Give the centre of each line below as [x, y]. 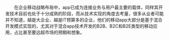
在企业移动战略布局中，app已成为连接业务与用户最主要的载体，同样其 [87, 7]
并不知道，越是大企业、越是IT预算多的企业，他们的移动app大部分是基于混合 [84, 20]
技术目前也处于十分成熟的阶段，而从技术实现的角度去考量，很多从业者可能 [87, 13]
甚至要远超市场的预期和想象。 [53, 32]
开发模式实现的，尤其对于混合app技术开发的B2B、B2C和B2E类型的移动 [79, 26]
